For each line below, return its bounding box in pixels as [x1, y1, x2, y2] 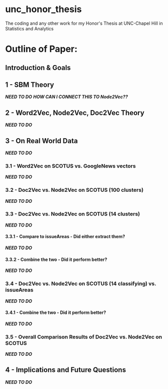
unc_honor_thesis [5, 4, 82, 15]
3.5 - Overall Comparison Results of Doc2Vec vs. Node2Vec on [5, 333, 162, 340]
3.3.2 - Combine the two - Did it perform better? [5, 256, 107, 262]
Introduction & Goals [5, 63, 71, 72]
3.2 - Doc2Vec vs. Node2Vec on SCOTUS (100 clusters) [5, 187, 144, 194]
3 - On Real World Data [5, 136, 78, 145]
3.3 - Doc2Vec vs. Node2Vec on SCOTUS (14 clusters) [5, 210, 140, 217]
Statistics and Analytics [5, 25, 54, 31]
